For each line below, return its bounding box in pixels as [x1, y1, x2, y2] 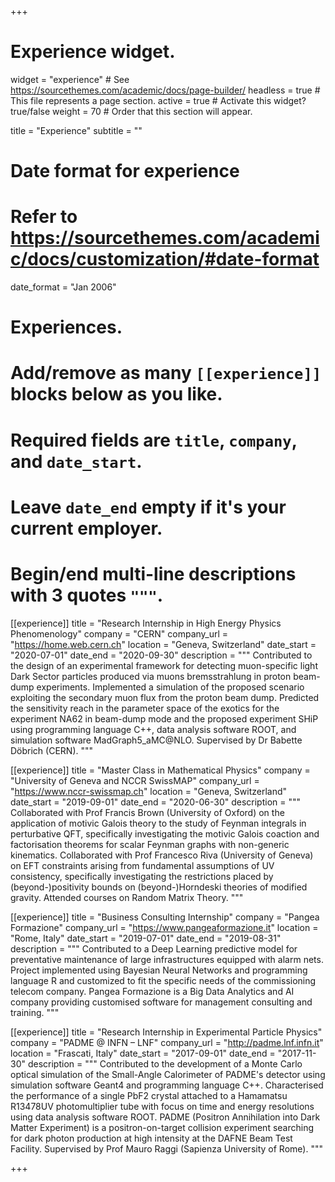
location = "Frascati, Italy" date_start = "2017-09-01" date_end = [10, 1047, 276, 1059]
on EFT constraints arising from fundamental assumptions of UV [10, 859, 275, 871]
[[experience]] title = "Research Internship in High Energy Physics [10, 617, 282, 629]
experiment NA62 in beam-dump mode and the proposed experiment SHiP [10, 712, 319, 725]
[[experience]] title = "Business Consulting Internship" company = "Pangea [10, 911, 320, 923]
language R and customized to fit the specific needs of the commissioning [10, 974, 317, 986]
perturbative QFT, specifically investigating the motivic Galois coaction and [10, 827, 320, 840]
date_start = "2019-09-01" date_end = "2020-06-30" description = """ [10, 796, 302, 808]
